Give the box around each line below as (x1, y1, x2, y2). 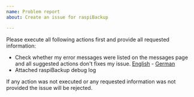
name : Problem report (6, 8, 60, 15)
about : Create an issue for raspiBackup (6, 14, 109, 20)
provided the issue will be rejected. (6, 84, 93, 91)
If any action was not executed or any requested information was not (6, 78, 176, 85)
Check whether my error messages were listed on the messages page (14, 54, 189, 61)
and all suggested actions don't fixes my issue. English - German (14, 60, 175, 67)
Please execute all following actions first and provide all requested (6, 36, 169, 43)
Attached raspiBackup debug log (14, 66, 96, 73)
